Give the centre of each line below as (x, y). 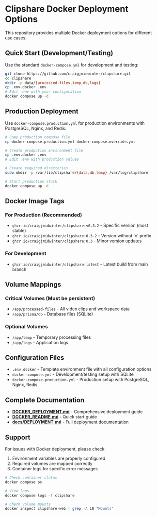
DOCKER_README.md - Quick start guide (55, 417)
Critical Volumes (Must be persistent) (50, 298)
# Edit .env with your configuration (43, 92)
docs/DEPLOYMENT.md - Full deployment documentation (70, 422)
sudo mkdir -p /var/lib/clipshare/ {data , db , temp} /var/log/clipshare (77, 173)
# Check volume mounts (28, 504)
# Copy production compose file (38, 137)
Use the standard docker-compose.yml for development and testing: (72, 65)
